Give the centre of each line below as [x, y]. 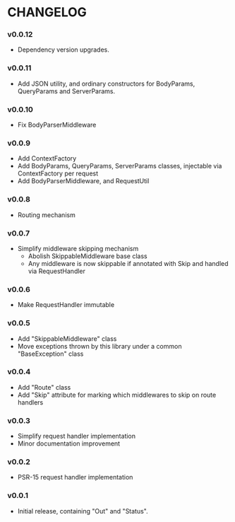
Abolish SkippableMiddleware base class [88, 256]
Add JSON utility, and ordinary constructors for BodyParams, [106, 83]
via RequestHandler [57, 271]
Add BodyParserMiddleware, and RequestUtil [83, 181]
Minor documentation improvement [69, 443]
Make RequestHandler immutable [66, 305]
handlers [30, 402]
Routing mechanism [46, 215]
